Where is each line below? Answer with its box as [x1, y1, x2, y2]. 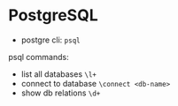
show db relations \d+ [20, 87, 101, 98]
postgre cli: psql [20, 34, 81, 45]
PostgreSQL [8, 5, 98, 26]
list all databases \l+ [20, 68, 97, 79]
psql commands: [8, 51, 69, 62]
